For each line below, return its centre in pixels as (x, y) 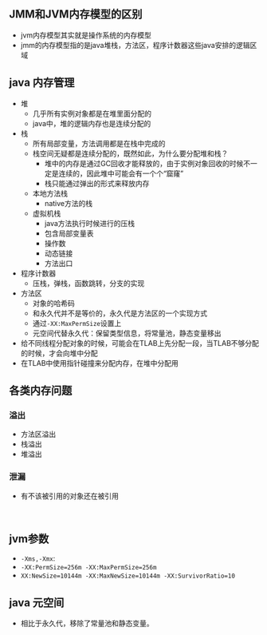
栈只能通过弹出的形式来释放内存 (97, 183)
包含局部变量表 (69, 233)
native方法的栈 (69, 203)
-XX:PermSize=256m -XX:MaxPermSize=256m (88, 568)
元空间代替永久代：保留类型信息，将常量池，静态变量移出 (127, 333)
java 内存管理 (42, 83)
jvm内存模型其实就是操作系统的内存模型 (86, 35)
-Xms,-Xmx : (38, 558)
